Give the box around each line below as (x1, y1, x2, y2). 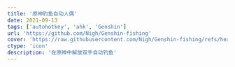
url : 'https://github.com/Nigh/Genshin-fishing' (7, 29, 152, 37)
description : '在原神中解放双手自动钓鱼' (7, 50, 117, 57)
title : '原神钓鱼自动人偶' (7, 10, 78, 17)
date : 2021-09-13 (7, 17, 58, 24)
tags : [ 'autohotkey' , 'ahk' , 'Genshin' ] (7, 23, 127, 30)
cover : (7, 36, 27, 43)
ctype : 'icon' (7, 43, 49, 50)
